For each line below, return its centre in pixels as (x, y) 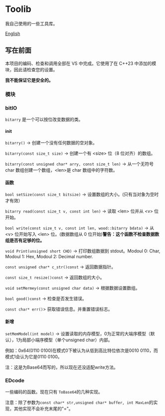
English (13, 33)
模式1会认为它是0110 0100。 (34, 356)
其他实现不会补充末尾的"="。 (43, 409)
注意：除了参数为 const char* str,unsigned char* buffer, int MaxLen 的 (79, 402)
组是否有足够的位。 (25, 240)
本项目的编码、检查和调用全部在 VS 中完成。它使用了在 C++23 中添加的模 (81, 63)
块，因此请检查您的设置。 (31, 69)
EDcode (15, 380)
